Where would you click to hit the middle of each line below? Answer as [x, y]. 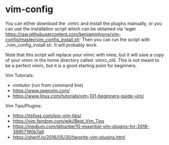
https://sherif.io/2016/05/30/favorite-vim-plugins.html [69, 137]
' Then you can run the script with [115, 40]
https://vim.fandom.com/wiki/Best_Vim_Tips [58, 121]
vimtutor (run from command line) [48, 85]
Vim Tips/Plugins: [24, 105]
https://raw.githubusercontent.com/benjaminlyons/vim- [63, 34]
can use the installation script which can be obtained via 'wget [71, 28]
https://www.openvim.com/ [41, 90]
